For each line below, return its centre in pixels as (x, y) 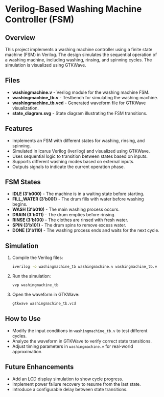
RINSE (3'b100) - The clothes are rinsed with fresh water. (70, 220)
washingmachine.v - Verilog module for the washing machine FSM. (81, 92)
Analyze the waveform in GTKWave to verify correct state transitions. (82, 341)
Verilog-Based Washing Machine (73, 9)
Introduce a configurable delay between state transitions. (70, 389)
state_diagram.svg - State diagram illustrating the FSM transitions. (80, 113)
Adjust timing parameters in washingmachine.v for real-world (72, 346)
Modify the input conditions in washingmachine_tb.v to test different (80, 331)
